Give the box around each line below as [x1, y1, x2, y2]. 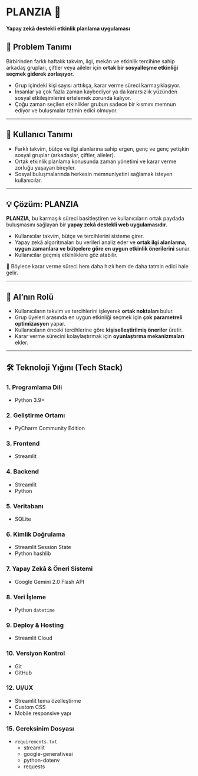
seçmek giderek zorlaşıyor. [6, 70, 74, 77]
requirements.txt [14, 739, 58, 745]
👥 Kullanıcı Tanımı [6, 129, 72, 139]
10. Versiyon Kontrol [6, 650, 65, 658]
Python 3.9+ [14, 396, 45, 404]
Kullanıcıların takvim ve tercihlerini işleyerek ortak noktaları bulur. [14, 307, 174, 315]
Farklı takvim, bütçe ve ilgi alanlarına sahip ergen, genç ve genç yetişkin [14, 145, 190, 152]
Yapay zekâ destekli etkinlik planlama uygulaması [6, 25, 131, 32]
